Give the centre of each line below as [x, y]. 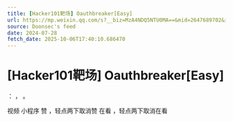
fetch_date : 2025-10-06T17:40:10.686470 [67, 39]
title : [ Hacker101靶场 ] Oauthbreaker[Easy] [70, 13]
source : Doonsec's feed [42, 26]
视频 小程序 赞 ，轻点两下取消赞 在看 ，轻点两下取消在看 [87, 111]
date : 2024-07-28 [32, 33]
